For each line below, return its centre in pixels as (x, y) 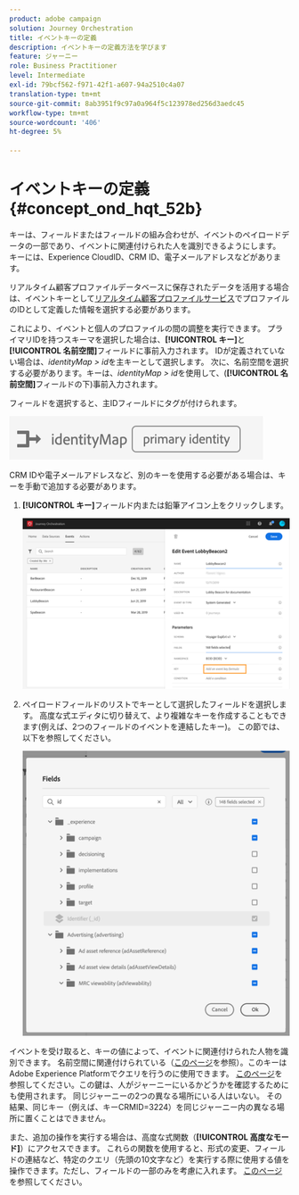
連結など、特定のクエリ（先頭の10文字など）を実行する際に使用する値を (157, 1159)
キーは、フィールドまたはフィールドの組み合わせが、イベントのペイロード (145, 234)
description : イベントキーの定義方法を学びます (88, 47)
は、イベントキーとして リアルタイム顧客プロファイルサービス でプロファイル (149, 298)
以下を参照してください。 (69, 737)
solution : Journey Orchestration (71, 28)
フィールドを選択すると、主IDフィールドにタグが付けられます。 (125, 402)
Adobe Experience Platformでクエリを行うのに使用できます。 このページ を (146, 1074)
